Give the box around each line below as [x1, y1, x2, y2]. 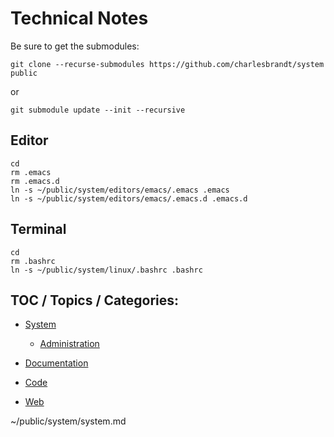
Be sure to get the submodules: [10, 40, 140, 52]
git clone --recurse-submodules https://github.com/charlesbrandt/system [10, 59, 325, 69]
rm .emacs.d [10, 176, 60, 186]
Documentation [24, 357, 89, 369]
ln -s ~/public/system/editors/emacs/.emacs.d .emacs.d [10, 193, 248, 204]
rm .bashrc [10, 256, 56, 266]
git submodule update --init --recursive [10, 105, 186, 115]
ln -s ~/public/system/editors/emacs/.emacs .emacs [10, 185, 230, 195]
